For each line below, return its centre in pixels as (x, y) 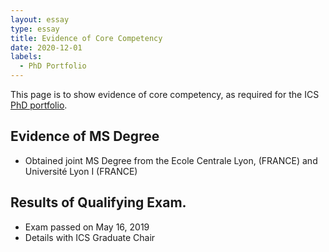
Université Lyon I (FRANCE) (81, 171)
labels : (26, 57)
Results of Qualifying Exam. (98, 202)
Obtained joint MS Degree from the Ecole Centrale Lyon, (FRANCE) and (171, 160)
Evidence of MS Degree (85, 136)
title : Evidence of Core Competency (86, 38)
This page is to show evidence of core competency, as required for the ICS (165, 94)
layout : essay (40, 19)
